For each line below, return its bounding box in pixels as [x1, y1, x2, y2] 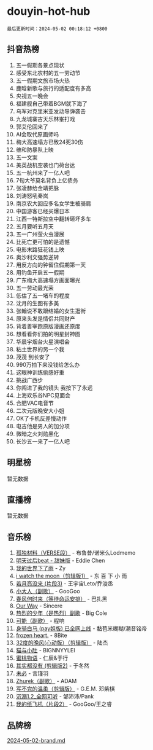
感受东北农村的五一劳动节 [15, 69, 81, 76]
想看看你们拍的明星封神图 [15, 330, 81, 337]
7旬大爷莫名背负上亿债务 [15, 176, 78, 184]
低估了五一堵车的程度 [15, 292, 70, 299]
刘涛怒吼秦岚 [15, 192, 48, 199]
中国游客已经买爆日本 [15, 207, 70, 214]
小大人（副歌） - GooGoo [15, 588, 80, 595]
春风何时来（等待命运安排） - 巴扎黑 [15, 595, 108, 603]
